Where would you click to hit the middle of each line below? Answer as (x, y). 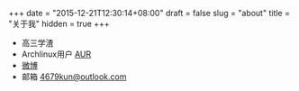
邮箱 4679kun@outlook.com (74, 77)
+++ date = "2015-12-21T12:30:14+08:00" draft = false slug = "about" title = (149, 13)
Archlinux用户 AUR (56, 54)
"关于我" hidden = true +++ (59, 23)
